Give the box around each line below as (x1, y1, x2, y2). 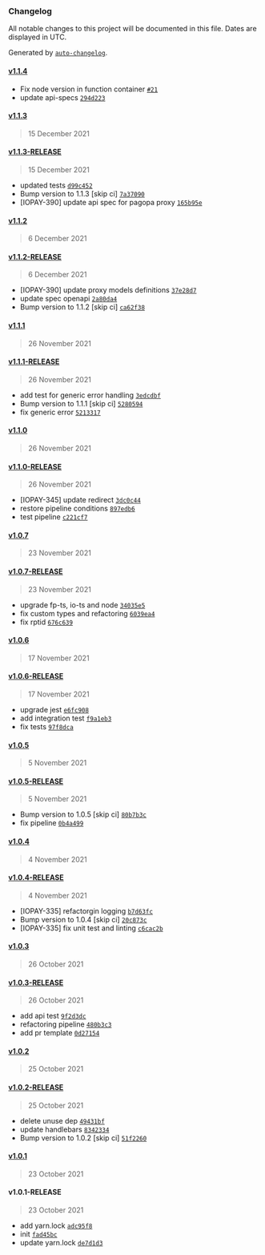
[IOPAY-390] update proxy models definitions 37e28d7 (19, 285, 197, 295)
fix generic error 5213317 (19, 407, 102, 417)
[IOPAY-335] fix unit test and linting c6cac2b (19, 923, 163, 933)
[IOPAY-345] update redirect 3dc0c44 (19, 495, 142, 505)
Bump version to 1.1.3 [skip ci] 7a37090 (19, 188, 146, 198)
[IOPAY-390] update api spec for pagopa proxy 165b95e (19, 197, 203, 207)
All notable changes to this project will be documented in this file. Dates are (8, 24, 258, 34)
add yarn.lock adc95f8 (19, 1221, 93, 1230)
